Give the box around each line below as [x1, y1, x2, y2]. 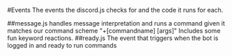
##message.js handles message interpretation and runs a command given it [7, 19, 225, 27]
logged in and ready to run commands [7, 41, 117, 49]
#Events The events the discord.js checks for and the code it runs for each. [7, 6, 224, 14]
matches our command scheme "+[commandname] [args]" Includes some [7, 27, 221, 35]
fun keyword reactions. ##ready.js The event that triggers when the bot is [7, 34, 219, 42]
